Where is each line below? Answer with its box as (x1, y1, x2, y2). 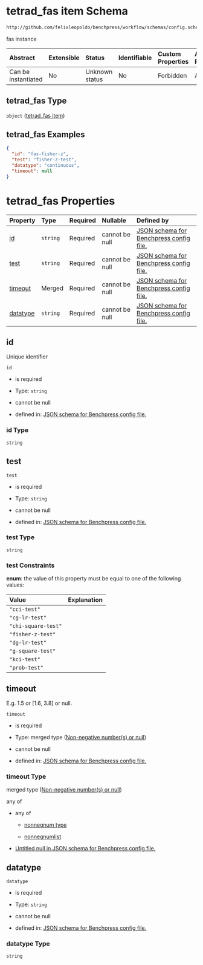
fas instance (6, 35, 37, 42)
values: (6, 581, 24, 589)
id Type (6, 426, 29, 434)
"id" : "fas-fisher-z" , (11, 151, 69, 157)
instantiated (9, 75, 43, 83)
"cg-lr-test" (9, 614, 47, 621)
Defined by (136, 216, 169, 224)
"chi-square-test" (9, 623, 62, 630)
